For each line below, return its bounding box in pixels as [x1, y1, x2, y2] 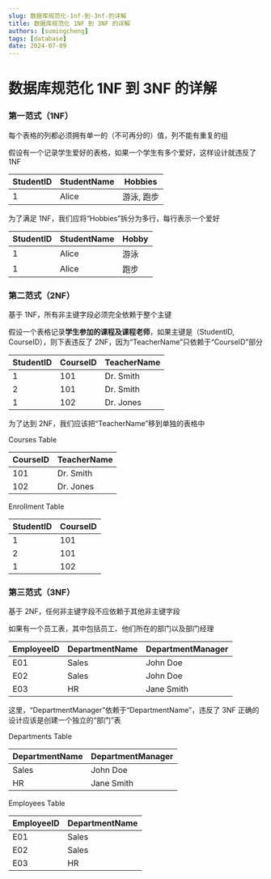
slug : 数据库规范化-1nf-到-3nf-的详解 [8, 11, 127, 20]
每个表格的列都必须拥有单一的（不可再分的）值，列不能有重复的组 [8, 130, 228, 140]
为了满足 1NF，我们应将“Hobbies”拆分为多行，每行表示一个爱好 [8, 213, 220, 223]
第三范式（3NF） [8, 587, 75, 598]
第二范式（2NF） [8, 289, 75, 301]
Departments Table [8, 732, 73, 741]
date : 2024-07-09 [8, 42, 67, 50]
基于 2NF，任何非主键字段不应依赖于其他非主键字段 [8, 607, 180, 617]
